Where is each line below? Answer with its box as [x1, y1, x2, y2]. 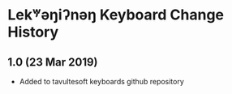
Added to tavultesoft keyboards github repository [19, 77, 184, 86]
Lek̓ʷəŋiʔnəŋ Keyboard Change [7, 6, 225, 24]
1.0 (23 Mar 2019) [7, 55, 98, 69]
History [7, 23, 59, 41]
